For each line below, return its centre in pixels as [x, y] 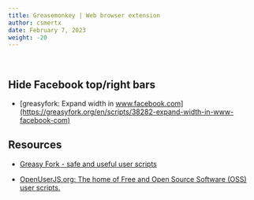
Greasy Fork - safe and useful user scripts [88, 164]
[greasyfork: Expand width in [67, 104]
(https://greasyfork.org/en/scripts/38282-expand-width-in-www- [127, 112]
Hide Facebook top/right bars [82, 85]
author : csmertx [35, 23]
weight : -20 [28, 37]
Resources [35, 145]
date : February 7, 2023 [47, 30]
